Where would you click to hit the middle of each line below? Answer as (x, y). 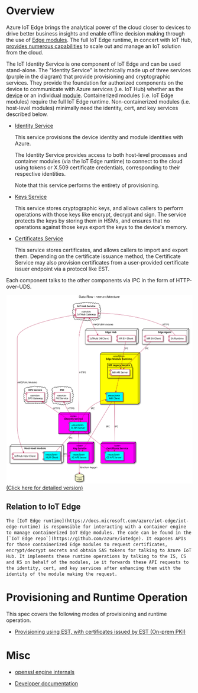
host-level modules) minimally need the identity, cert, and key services (92, 108)
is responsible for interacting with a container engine (115, 527)
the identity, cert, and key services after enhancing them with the (94, 568)
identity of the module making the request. (62, 574)
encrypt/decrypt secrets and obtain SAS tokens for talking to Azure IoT (99, 551)
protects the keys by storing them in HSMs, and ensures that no (92, 221)
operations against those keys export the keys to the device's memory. (101, 227)
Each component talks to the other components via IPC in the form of (90, 280)
